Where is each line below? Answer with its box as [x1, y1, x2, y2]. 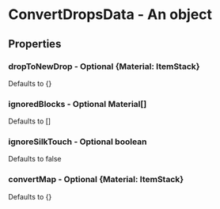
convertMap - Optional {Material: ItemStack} [8, 174, 184, 185]
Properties [8, 37, 62, 51]
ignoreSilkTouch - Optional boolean [8, 136, 147, 147]
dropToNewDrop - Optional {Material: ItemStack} [8, 61, 200, 72]
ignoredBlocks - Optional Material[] [8, 98, 147, 109]
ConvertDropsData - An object [8, 6, 212, 24]
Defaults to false [8, 154, 62, 164]
